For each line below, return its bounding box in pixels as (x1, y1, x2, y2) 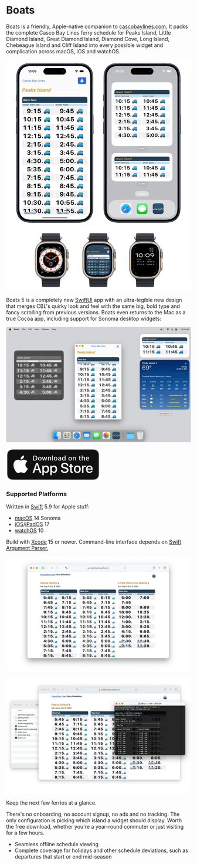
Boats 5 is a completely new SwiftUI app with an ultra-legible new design (6, 297, 182, 304)
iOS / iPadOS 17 (14, 521, 50, 528)
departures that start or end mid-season (14, 853, 112, 860)
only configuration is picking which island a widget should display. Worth (6, 817, 182, 824)
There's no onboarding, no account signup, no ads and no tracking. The (6, 810, 180, 818)
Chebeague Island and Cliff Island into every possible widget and (6, 42, 164, 49)
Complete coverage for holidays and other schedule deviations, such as (14, 847, 189, 854)
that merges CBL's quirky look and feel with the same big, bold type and (6, 303, 181, 310)
